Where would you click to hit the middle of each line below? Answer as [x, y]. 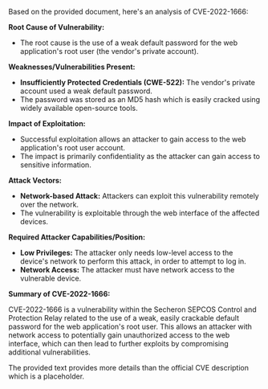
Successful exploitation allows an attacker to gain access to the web [133, 139]
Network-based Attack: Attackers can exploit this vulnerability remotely [139, 196]
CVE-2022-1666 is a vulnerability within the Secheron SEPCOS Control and [132, 309]
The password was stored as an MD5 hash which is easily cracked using [140, 99]
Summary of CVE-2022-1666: [59, 294]
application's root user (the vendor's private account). [109, 51]
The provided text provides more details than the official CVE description [129, 368]
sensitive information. [56, 165]
